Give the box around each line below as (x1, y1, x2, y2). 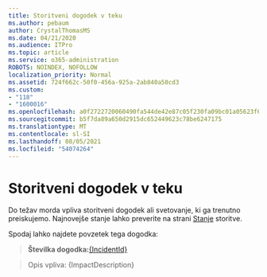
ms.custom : (8, 85, 44, 94)
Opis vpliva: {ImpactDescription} (27, 260, 135, 270)
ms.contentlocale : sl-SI (8, 130, 91, 138)
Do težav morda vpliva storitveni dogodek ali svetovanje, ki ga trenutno (8, 205, 241, 215)
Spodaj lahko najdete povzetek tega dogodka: (8, 229, 159, 239)
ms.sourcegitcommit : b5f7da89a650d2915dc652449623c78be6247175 (8, 115, 222, 123)
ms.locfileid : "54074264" (8, 145, 94, 153)
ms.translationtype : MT (8, 123, 87, 131)
